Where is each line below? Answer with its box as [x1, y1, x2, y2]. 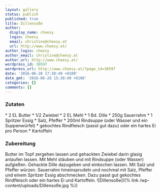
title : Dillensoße [5, 21, 43, 26]
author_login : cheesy [5, 48, 50, 53]
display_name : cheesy [9, 30, 54, 35]
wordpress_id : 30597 [5, 62, 48, 67]
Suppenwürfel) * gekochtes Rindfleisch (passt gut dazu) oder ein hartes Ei [5, 122, 156, 128]
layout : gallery [5, 7, 38, 12]
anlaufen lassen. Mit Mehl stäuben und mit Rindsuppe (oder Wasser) [5, 157, 144, 163]
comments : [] [5, 84, 32, 90]
